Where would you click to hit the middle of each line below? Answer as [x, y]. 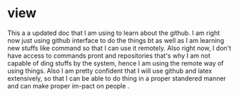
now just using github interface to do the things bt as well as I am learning [116, 40]
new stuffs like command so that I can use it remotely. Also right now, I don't [119, 48]
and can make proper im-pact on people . [68, 86]
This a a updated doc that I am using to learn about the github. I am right [114, 33]
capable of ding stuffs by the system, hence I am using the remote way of [116, 63]
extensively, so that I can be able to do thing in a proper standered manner [117, 78]
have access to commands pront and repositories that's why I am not [109, 56]
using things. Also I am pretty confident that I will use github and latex [110, 71]
